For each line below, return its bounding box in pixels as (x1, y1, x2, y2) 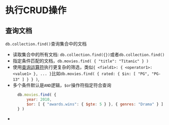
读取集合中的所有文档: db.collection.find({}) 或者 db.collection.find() (12, 52, 165, 57)
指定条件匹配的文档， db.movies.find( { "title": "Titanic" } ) (12, 58, 149, 64)
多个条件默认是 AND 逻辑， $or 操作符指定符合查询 (12, 82, 111, 88)
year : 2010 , (26, 97, 52, 102)
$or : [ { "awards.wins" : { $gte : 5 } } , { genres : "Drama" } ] (26, 102, 164, 107)
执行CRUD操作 (5, 5, 67, 16)
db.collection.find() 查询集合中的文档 (5, 41, 87, 47)
